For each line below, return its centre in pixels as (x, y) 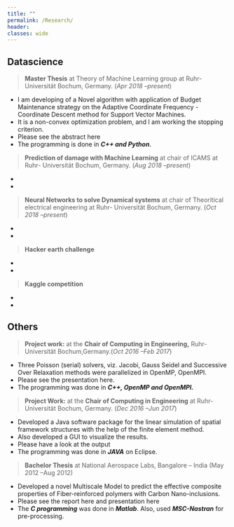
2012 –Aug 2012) (49, 472)
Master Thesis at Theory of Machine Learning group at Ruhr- (113, 78)
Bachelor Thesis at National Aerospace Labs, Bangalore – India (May (124, 465)
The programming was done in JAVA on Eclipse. (87, 451)
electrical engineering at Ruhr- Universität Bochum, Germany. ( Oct (121, 207)
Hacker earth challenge (59, 249)
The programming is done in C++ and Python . (84, 144)
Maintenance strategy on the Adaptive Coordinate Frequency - (108, 107)
